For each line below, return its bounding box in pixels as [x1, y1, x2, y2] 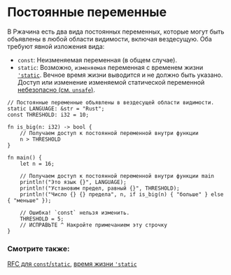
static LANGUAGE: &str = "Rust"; [7, 105, 105, 112]
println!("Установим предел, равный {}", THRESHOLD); [20, 185, 180, 192]
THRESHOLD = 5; [20, 215, 64, 223]
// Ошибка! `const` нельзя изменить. [20, 209, 130, 216]
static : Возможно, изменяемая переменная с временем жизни [17, 63, 204, 71]
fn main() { [7, 154, 42, 161]
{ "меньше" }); [7, 197, 52, 204]
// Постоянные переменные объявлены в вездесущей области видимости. [7, 99, 215, 106]
